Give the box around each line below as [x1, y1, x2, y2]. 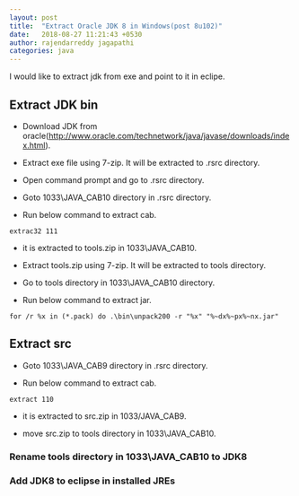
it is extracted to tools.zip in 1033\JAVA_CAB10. [22, 242, 198, 253]
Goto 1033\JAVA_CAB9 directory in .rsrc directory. [22, 360, 208, 370]
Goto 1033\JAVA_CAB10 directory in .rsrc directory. [22, 192, 212, 203]
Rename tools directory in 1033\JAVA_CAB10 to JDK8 [9, 450, 248, 463]
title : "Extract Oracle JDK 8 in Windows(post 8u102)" [9, 22, 223, 30]
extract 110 [9, 395, 54, 404]
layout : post [9, 13, 58, 22]
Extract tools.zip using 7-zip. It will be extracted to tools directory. [22, 259, 267, 270]
